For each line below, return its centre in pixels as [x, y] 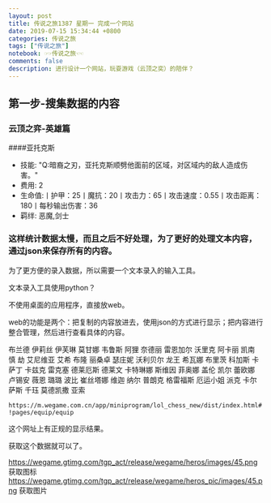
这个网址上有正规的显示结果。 [58, 428]
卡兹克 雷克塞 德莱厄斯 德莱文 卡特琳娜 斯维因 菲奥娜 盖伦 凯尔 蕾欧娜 [140, 369]
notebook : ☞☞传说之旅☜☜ [46, 54]
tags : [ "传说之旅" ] [39, 46]
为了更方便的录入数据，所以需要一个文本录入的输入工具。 [104, 270]
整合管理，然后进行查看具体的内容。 [69, 332]
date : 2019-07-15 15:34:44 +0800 [65, 31]
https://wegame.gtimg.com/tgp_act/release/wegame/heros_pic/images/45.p [135, 480]
